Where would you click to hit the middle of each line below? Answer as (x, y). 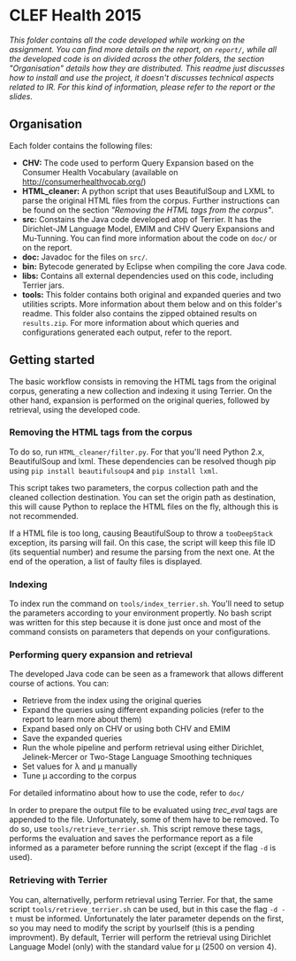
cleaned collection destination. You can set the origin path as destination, (143, 497)
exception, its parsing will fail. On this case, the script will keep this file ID (142, 542)
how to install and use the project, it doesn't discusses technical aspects (142, 77)
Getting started (52, 360)
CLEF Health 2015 (76, 15)
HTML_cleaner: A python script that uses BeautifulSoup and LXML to (148, 190)
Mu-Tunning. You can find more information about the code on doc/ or (149, 238)
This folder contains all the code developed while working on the (127, 40)
